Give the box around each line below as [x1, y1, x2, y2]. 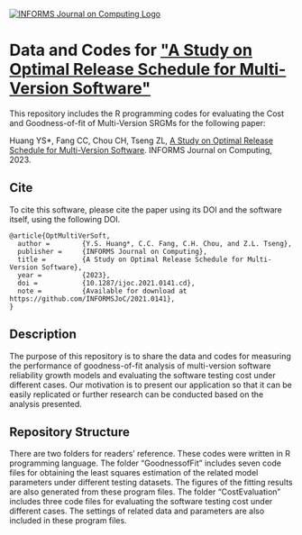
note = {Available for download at [17, 286, 188, 295]
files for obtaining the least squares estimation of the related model [9, 467, 259, 478]
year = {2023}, [17, 270, 111, 279]
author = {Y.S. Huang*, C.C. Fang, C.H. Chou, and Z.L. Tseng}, [17, 239, 293, 248]
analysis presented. [9, 398, 83, 409]
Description [9, 327, 77, 342]
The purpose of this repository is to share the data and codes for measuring [9, 350, 291, 361]
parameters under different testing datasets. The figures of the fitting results [9, 477, 293, 488]
